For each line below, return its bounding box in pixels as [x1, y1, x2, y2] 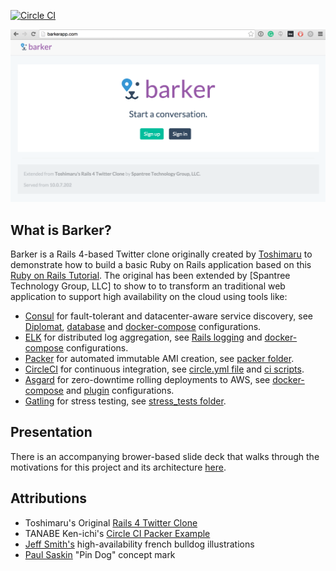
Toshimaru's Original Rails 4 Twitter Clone [24, 516, 198, 529]
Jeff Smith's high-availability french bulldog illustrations [24, 538, 255, 550]
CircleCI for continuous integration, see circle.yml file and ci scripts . [24, 363, 305, 375]
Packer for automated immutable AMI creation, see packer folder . [24, 352, 295, 364]
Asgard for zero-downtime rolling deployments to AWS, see [24, 373, 271, 385]
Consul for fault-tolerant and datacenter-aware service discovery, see [24, 310, 313, 322]
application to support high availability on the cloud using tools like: [10, 290, 288, 302]
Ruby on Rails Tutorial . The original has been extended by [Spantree [10, 269, 291, 281]
